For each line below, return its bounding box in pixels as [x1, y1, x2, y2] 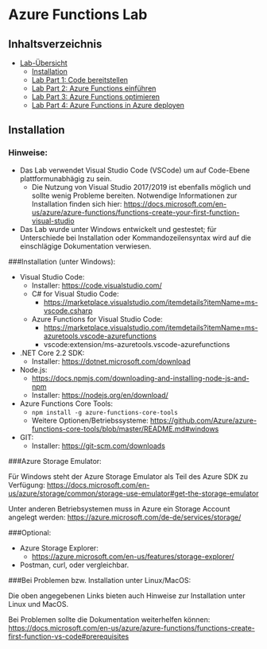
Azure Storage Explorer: [19, 543, 99, 553]
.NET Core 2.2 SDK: [19, 348, 85, 357]
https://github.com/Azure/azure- [149, 415, 257, 425]
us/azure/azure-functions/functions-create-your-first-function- [31, 207, 240, 217]
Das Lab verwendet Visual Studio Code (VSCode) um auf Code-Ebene [19, 165, 250, 175]
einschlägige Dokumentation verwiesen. [19, 241, 152, 251]
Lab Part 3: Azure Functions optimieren [31, 92, 161, 101]
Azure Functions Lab [8, 6, 148, 24]
